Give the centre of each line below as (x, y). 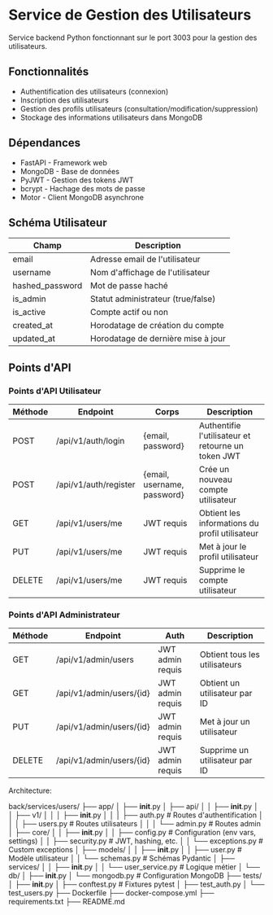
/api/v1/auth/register (95, 484)
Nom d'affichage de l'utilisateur (150, 273)
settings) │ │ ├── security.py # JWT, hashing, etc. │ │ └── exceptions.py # (136, 841)
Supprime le (222, 570)
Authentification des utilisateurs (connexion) (94, 91)
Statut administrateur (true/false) (153, 299)
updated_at (34, 339)
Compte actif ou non (130, 313)
